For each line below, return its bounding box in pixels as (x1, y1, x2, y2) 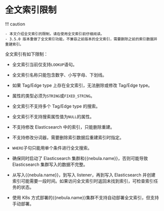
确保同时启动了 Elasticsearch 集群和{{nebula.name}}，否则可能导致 (12, 155, 148, 161)
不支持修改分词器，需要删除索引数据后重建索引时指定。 (12, 134, 124, 140)
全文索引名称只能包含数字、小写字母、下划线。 (12, 72, 107, 78)
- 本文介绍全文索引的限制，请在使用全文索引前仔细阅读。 (5, 31, 104, 36)
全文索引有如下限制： (5, 51, 48, 57)
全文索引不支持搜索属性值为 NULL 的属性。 (12, 113, 94, 119)
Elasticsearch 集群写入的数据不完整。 (12, 161, 88, 167)
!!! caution (5, 21, 25, 27)
